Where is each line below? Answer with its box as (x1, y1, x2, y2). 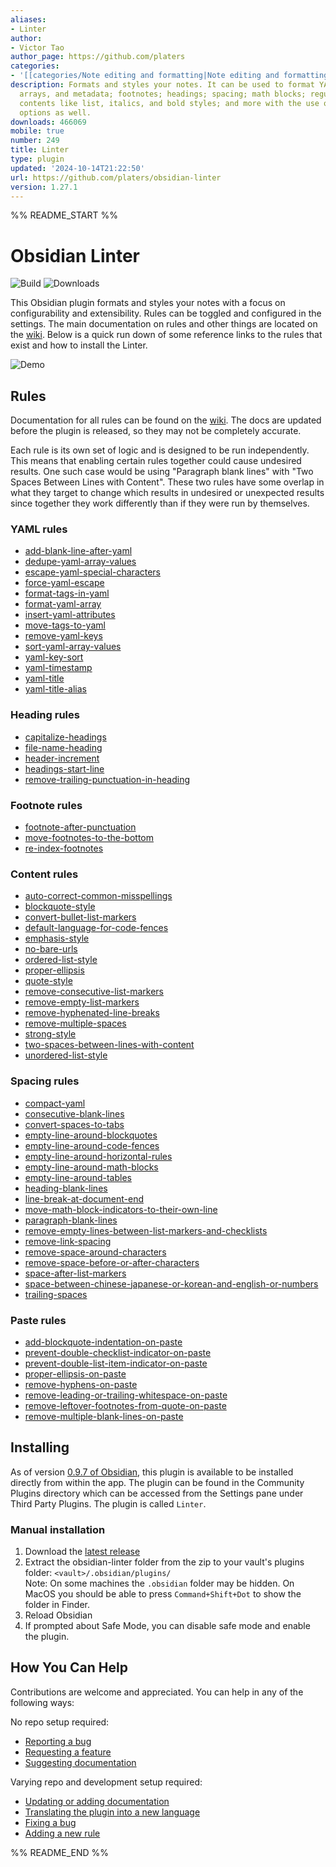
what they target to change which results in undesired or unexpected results (10, 487, 325, 499)
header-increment (24, 752, 100, 764)
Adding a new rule (24, 1827, 101, 1839)
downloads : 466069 (10, 117, 87, 127)
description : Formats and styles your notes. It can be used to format (10, 80, 315, 90)
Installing (10, 1439, 70, 1456)
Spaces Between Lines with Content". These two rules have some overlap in (10, 476, 325, 488)
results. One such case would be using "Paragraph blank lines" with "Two (10, 466, 314, 478)
